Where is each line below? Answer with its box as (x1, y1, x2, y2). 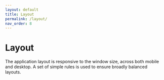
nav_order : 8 (5, 21, 32, 26)
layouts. (5, 69, 21, 75)
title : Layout (5, 12, 35, 17)
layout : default (5, 7, 39, 12)
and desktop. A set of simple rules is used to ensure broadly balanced (5, 64, 148, 70)
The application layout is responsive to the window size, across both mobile (5, 59, 159, 65)
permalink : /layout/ (5, 16, 48, 21)
